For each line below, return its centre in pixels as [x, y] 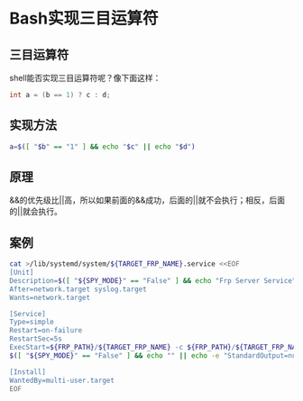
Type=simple [32, 322]
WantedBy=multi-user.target [62, 380]
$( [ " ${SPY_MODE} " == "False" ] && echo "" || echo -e [115, 355]
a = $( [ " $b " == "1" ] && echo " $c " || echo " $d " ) [102, 146]
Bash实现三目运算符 [84, 18]
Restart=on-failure [46, 331]
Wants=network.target [50, 297]
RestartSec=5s [36, 339]
